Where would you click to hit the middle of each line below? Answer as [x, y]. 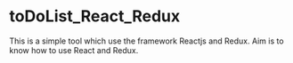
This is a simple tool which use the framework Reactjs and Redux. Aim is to [146, 41]
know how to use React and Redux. [74, 50]
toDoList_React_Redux [95, 16]
